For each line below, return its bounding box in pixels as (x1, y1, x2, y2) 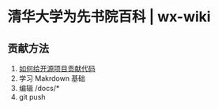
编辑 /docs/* (18, 84, 60, 93)
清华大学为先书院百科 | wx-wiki (7, 8, 211, 26)
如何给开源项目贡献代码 (18, 64, 96, 73)
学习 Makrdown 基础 (18, 74, 86, 83)
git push (18, 93, 46, 101)
